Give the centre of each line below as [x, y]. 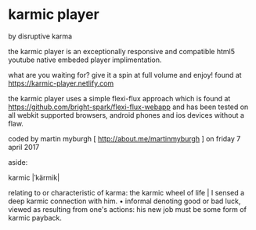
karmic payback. [35, 217]
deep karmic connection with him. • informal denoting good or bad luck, [124, 201]
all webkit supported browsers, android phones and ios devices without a [126, 115]
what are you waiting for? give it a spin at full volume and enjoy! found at [125, 75]
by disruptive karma [40, 36]
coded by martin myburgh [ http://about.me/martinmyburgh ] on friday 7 [124, 138]
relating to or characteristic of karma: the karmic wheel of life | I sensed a [126, 192]
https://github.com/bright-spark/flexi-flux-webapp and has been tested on [128, 107]
